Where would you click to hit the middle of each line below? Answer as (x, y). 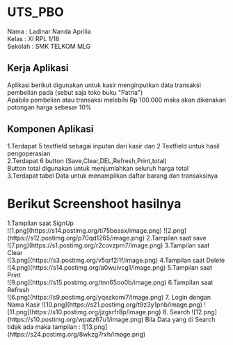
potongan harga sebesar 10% (49, 107)
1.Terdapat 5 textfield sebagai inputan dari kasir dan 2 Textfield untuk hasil (114, 146)
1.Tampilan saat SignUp (41, 223)
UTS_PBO (35, 12)
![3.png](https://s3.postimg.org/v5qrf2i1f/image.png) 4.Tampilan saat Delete (116, 260)
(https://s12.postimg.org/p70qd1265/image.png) (76, 238)
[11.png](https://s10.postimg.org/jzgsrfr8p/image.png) (84, 312)
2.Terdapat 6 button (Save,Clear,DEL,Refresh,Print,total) (87, 160)
